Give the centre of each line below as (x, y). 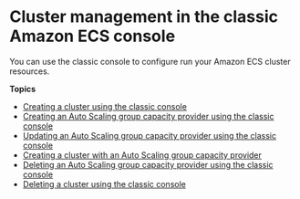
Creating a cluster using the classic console (104, 106)
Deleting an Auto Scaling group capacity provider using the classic (148, 164)
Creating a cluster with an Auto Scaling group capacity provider (142, 155)
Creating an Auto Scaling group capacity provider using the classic (148, 116)
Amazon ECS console (93, 36)
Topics (23, 89)
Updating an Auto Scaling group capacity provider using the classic (149, 135)
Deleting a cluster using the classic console (104, 183)
